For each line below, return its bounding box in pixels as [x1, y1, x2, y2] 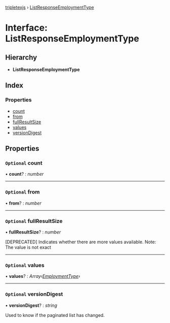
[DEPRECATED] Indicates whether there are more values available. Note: [5, 239, 156, 245]
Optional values [5, 262, 45, 269]
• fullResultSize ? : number [5, 229, 61, 235]
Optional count [5, 159, 42, 167]
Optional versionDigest [5, 290, 63, 298]
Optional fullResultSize [5, 217, 63, 224]
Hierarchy [5, 53, 37, 61]
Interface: [5, 22, 48, 34]
